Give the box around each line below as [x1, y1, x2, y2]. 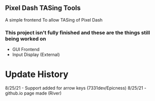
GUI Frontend [12, 47, 40, 52]
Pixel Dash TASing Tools [5, 4, 81, 12]
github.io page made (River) [5, 90, 62, 96]
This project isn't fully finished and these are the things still [5, 29, 150, 36]
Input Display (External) [12, 51, 60, 58]
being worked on [5, 35, 46, 42]
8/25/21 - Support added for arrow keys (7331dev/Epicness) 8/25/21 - [5, 85, 147, 91]
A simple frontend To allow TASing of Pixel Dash [5, 17, 103, 23]
